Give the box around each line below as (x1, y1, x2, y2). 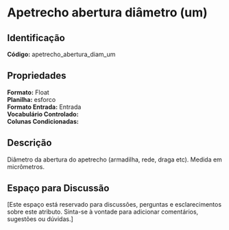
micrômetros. (7, 162, 45, 170)
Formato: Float (7, 88, 49, 97)
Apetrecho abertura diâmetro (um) (7, 5, 208, 21)
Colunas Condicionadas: (7, 117, 79, 125)
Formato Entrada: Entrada (7, 103, 82, 111)
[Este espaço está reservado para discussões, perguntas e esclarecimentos (7, 201, 221, 209)
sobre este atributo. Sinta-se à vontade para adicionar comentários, (7, 207, 199, 216)
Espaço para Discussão (7, 183, 110, 194)
